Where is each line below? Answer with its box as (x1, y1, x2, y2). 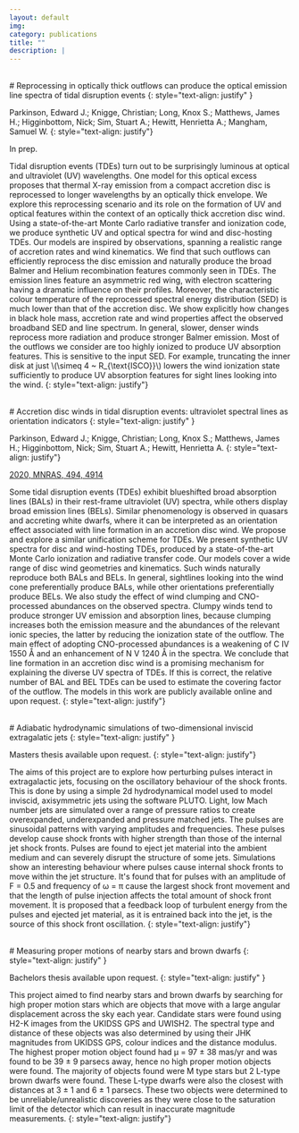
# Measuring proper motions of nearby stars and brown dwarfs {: (9, 945, 250, 957)
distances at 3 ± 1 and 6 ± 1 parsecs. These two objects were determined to (9, 1085, 288, 1095)
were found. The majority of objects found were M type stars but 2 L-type (9, 1066, 281, 1077)
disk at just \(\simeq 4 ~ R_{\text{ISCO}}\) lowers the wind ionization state (9, 360, 280, 371)
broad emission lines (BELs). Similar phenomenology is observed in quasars (9, 506, 288, 517)
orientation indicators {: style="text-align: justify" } (9, 416, 195, 427)
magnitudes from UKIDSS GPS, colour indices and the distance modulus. (9, 1037, 278, 1048)
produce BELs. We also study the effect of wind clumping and (9, 591, 237, 602)
